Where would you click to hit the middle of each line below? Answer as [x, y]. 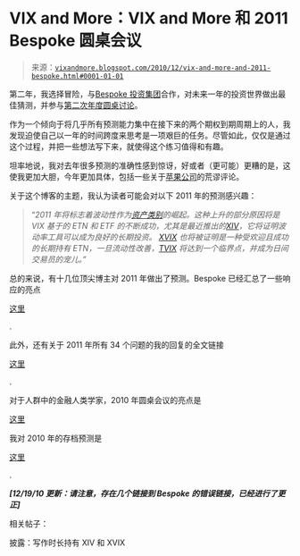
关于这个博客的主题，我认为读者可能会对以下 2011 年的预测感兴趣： [133, 195]
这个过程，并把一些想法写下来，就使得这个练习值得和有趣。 [119, 146]
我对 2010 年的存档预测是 [56, 438]
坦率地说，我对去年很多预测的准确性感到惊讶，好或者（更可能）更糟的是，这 [150, 165]
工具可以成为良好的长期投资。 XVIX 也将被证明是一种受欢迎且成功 [168, 237]
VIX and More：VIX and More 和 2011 [149, 18]
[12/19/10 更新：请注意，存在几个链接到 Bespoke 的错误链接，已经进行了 [144, 493]
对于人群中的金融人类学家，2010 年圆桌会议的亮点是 [105, 400]
